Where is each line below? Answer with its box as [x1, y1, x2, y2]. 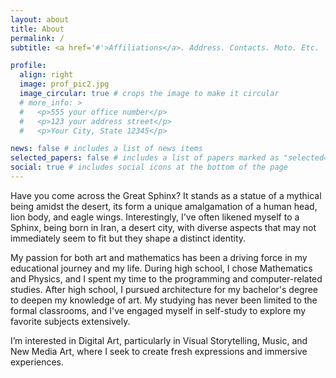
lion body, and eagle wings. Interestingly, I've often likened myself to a [10, 211, 300, 223]
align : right [19, 70, 74, 80]
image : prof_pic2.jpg [19, 79, 110, 90]
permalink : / [10, 33, 65, 43]
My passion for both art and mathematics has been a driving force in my [10, 251, 308, 263]
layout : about [10, 14, 70, 25]
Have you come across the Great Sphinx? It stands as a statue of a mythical [10, 189, 322, 201]
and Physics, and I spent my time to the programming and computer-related [10, 272, 323, 285]
